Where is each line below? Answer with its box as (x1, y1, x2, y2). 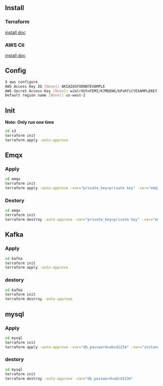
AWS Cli (5, 41, 25, 48)
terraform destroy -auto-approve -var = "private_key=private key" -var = (5, 217, 153, 222)
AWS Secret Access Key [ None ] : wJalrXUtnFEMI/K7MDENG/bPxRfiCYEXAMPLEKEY (5, 88, 158, 94)
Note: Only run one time (5, 119, 54, 125)
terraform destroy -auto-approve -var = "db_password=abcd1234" (5, 376, 133, 381)
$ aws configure (5, 80, 38, 84)
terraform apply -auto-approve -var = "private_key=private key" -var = (5, 186, 149, 191)
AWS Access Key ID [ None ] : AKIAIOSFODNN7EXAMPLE (5, 84, 105, 89)
